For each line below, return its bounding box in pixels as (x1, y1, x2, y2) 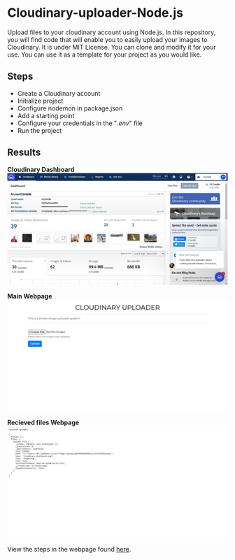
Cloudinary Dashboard (7, 165, 75, 173)
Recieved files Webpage (7, 418, 80, 427)
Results (7, 147, 41, 159)
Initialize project (17, 96, 64, 105)
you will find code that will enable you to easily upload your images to (7, 35, 208, 43)
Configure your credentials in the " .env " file (17, 119, 143, 127)
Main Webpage (7, 292, 52, 300)
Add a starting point (17, 111, 75, 120)
